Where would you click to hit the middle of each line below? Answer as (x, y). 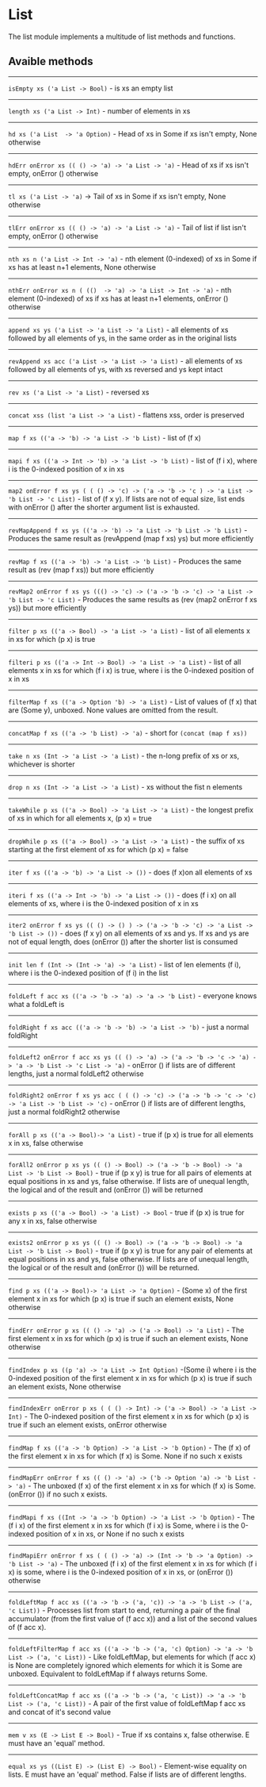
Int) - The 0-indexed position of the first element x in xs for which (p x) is (129, 1416)
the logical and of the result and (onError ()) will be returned (106, 1189)
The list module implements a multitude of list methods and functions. (122, 37)
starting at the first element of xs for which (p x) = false (98, 849)
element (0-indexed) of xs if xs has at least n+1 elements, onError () (118, 298)
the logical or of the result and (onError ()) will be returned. (104, 1267)
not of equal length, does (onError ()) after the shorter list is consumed (123, 941)
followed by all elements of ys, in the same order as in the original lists (123, 338)
